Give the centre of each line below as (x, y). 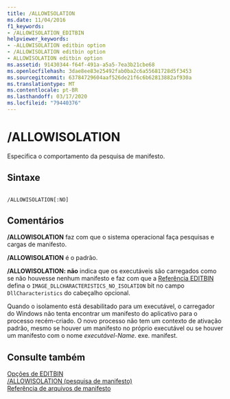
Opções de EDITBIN (35, 374)
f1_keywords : (26, 26)
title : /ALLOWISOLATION (41, 13)
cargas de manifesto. (37, 244)
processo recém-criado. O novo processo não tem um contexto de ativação (114, 321)
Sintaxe (24, 178)
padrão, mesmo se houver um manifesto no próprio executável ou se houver (115, 328)
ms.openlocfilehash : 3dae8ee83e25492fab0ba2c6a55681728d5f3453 (100, 71)
